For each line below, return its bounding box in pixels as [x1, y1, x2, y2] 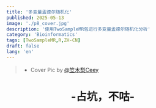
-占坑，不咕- [70, 90, 135, 104]
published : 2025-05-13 [6, 15, 64, 21]
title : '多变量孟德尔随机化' [6, 9, 72, 15]
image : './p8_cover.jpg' [6, 20, 70, 26]
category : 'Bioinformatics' [6, 32, 78, 38]
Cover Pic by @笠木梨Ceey [30, 66, 99, 73]
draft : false [6, 43, 40, 49]
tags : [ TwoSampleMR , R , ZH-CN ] [6, 37, 81, 43]
